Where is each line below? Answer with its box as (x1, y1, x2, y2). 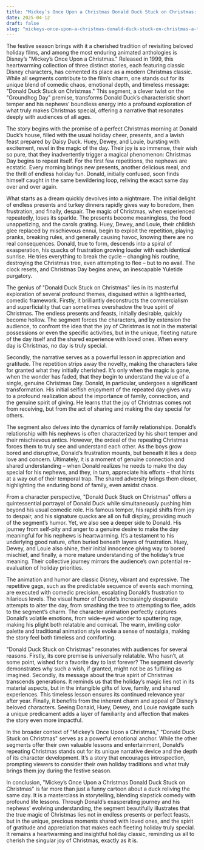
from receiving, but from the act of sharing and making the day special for (6, 405, 191, 413)
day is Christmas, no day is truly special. (6, 342, 107, 349)
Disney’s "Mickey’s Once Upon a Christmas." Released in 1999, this (6, 55, 174, 62)
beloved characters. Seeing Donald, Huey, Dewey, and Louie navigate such (6, 704, 194, 711)
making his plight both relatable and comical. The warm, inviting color (6, 621, 180, 629)
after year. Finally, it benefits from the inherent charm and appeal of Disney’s (6, 697, 198, 704)
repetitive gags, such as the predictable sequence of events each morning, (6, 582, 194, 590)
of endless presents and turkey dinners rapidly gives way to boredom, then (6, 201, 194, 209)
